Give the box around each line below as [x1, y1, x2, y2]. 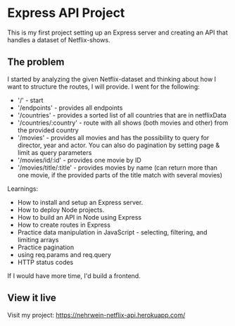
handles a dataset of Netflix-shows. [7, 35, 110, 44]
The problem [7, 56, 65, 68]
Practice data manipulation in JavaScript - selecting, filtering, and [17, 227, 208, 237]
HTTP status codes [17, 258, 74, 266]
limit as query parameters [17, 148, 92, 156]
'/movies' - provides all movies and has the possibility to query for [17, 133, 210, 142]
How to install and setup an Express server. [17, 198, 144, 206]
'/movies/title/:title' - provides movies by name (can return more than [17, 163, 218, 172]
